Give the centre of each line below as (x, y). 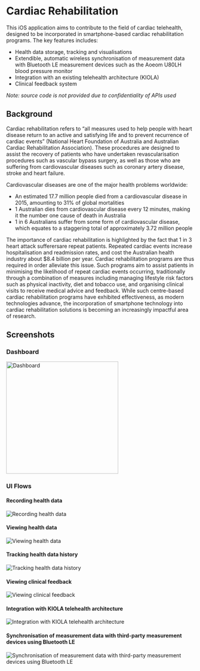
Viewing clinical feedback (39, 581)
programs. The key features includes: (52, 40)
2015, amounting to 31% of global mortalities (70, 202)
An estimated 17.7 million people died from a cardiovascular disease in (101, 196)
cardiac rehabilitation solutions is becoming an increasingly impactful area (97, 309)
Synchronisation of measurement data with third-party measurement (94, 635)
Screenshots (30, 335)
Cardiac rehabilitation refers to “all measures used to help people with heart (99, 128)
